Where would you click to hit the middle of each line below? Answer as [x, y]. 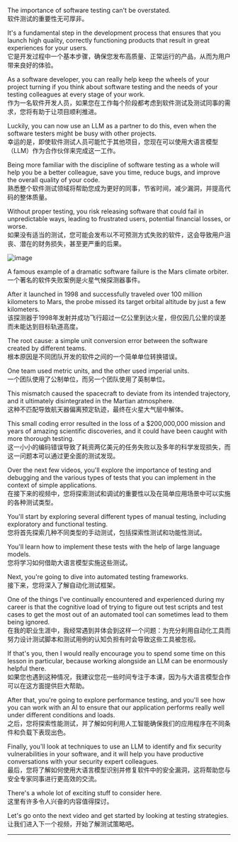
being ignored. [29, 622]
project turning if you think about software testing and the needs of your [113, 87]
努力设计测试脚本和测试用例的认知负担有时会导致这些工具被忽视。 [103, 639]
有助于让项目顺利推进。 [66, 112]
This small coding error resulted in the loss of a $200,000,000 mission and [116, 423]
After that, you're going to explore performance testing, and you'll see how [116, 700]
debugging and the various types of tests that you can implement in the [112, 477]
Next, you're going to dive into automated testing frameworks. [98, 577]
